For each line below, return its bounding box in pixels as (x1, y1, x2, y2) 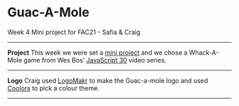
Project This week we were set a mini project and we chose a (7, 48, 188, 57)
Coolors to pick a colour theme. (7, 83, 100, 92)
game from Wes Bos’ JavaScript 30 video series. (23, 55, 167, 64)
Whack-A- (188, 48, 219, 57)
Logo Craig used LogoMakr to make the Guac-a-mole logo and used (7, 76, 208, 85)
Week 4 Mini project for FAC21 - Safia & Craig (7, 28, 141, 36)
